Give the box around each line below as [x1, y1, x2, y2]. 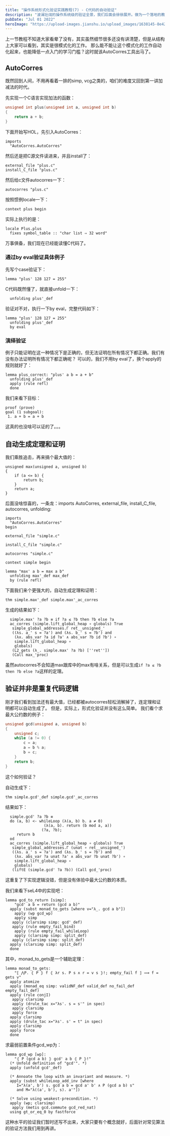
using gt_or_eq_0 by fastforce [10, 1109, 76, 1114]
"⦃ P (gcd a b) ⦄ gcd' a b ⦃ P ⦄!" [14, 1056, 92, 1061]
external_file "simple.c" [5, 533, 60, 539]
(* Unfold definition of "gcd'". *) [10, 1061, 87, 1066]
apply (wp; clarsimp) [10, 1101, 56, 1106]
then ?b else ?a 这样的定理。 [5, 668, 66, 674]
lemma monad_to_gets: [5, 966, 51, 971]
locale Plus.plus [5, 226, 42, 231]
